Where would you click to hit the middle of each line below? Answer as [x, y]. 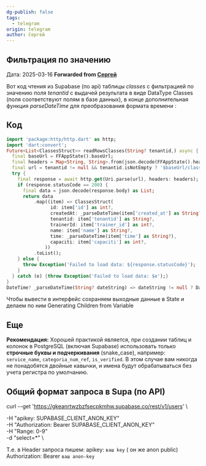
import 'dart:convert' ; [37, 145]
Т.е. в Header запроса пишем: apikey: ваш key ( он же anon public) [92, 449]
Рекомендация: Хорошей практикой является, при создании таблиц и [99, 340]
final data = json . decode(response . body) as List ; [89, 191]
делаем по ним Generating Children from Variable [70, 306]
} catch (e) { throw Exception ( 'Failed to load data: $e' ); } [90, 276]
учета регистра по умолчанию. [47, 372]
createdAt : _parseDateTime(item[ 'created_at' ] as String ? [126, 213]
